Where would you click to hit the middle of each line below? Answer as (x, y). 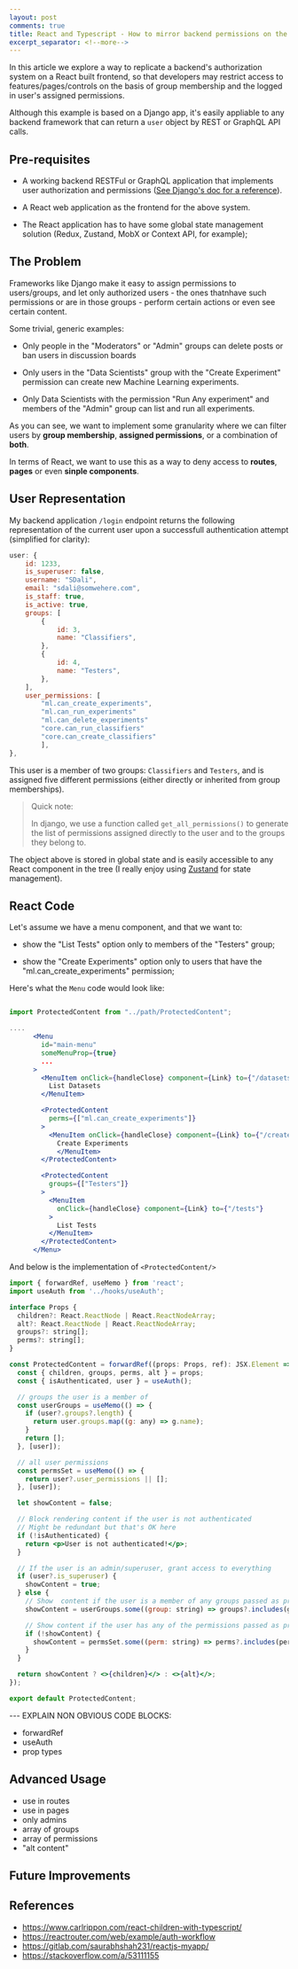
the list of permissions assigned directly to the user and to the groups (158, 832)
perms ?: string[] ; (51, 1340)
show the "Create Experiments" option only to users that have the (142, 962)
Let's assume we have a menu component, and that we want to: (126, 927)
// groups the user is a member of (83, 1397)
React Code (42, 906)
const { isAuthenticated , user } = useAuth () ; (105, 1381)
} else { (33, 1593)
